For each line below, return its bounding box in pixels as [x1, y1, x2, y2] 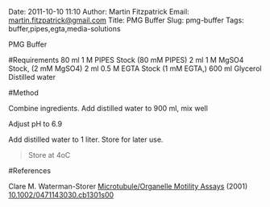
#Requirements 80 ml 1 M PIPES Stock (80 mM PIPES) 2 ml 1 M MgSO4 [8, 56, 244, 64]
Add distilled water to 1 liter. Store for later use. [8, 135, 164, 144]
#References [8, 166, 51, 176]
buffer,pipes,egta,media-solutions [8, 24, 121, 33]
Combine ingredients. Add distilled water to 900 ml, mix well [8, 104, 208, 113]
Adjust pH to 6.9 [8, 119, 63, 128]
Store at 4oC [27, 151, 71, 159]
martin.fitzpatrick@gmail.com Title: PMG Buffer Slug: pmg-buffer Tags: [8, 15, 244, 25]
